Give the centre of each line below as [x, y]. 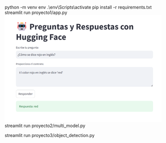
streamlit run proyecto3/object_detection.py [50, 135]
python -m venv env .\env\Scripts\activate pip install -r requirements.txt [78, 7]
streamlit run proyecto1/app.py [36, 12]
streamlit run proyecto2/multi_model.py [45, 125]
